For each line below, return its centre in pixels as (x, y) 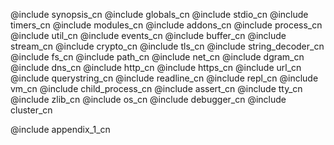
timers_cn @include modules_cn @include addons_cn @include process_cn (166, 25)
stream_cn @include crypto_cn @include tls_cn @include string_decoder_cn (167, 46)
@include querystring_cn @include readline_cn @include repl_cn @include (164, 78)
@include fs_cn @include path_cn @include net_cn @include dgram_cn (157, 57)
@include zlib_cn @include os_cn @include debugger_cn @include (148, 99)
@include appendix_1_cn (60, 129)
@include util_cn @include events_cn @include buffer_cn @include (148, 35)
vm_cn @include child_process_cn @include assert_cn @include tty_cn (156, 88)
